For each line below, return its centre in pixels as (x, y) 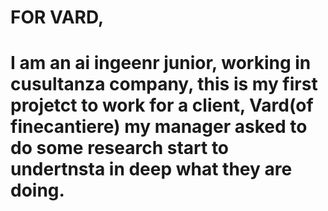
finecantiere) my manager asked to (159, 127)
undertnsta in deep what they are (151, 169)
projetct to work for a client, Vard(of (162, 105)
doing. (37, 190)
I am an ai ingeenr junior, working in (161, 63)
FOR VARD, (57, 17)
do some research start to (120, 148)
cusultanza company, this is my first (164, 84)
